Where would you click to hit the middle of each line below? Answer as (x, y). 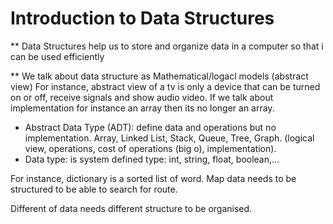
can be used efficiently (57, 56)
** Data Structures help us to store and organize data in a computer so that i (167, 46)
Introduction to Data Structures (142, 18)
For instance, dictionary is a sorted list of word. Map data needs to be (153, 178)
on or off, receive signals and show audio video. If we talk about (142, 97)
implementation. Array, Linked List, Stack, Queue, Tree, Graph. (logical (169, 138)
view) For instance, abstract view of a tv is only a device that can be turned (165, 86)
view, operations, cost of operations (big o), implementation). (150, 148)
